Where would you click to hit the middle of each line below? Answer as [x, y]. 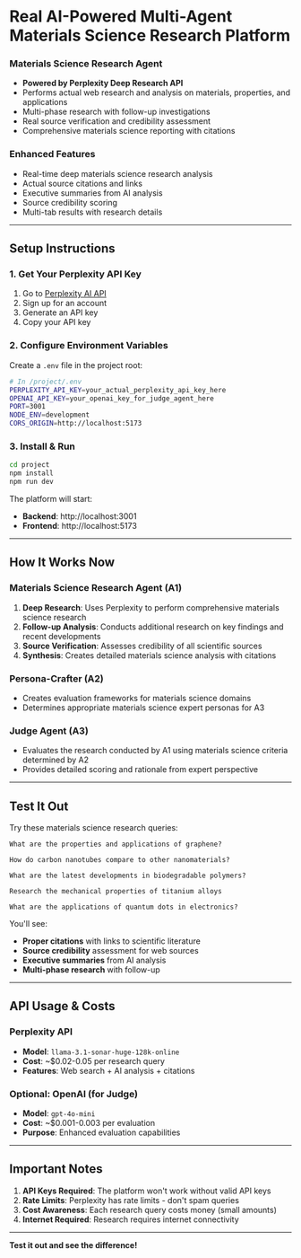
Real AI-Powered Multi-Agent [121, 17]
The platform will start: [51, 498]
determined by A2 [56, 760]
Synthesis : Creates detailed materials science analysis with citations [149, 655]
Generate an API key [60, 312]
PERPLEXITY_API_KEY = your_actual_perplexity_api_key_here [118, 390]
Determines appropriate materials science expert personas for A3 [143, 708]
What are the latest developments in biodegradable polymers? [128, 876]
